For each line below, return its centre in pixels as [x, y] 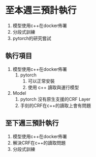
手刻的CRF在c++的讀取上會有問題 [56, 106]
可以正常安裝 [41, 81]
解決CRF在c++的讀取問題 [39, 143]
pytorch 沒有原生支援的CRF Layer [55, 99]
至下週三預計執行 [32, 123]
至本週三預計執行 [41, 10]
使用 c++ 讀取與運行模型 [53, 87]
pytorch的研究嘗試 [32, 38]
